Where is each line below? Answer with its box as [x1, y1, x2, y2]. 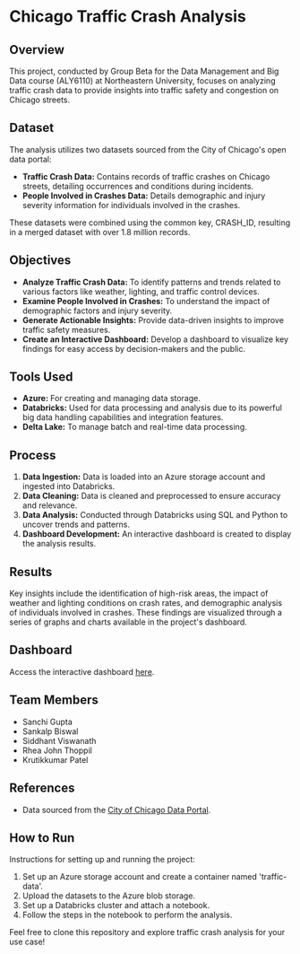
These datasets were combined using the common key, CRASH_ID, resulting [9, 217, 291, 228]
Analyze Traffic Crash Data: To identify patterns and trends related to [21, 276, 281, 287]
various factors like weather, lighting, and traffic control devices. [21, 285, 260, 297]
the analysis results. [21, 538, 97, 549]
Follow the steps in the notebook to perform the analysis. [21, 909, 233, 921]
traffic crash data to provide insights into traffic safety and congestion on [9, 85, 279, 95]
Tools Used [9, 370, 73, 385]
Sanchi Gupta [21, 716, 73, 727]
